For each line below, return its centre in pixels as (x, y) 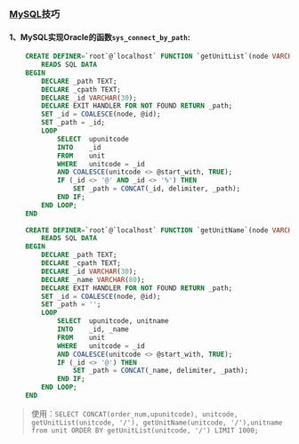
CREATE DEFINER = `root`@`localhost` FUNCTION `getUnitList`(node (147, 57)
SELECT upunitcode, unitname (113, 321)
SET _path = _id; (73, 123)
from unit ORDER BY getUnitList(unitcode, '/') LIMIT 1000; (145, 430)
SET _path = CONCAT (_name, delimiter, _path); (161, 371)
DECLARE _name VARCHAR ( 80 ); (93, 279)
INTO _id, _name (93, 329)
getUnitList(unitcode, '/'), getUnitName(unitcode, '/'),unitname (157, 423)
